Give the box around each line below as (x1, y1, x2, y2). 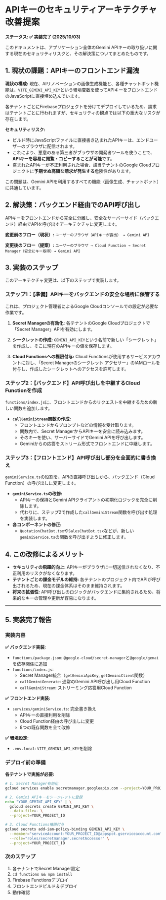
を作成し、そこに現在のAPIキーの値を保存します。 (12, 343, 115, 349)
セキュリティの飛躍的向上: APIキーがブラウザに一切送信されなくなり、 (12, 564, 156, 570)
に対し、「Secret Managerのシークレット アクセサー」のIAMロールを (21, 360, 161, 366)
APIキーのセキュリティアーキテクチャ (5, 4, 157, 15)
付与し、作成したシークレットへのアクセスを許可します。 (12, 366, 129, 372)
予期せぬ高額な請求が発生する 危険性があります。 (34, 168, 133, 174)
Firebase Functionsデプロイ (12, 877, 69, 883)
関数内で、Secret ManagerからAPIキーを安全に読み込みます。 (19, 428, 146, 434)
